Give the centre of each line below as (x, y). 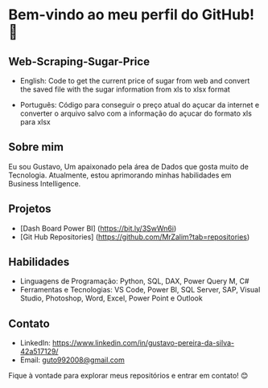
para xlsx (35, 122)
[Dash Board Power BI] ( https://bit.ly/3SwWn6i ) (98, 228)
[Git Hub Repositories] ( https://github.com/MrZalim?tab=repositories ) (135, 237)
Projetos (30, 209)
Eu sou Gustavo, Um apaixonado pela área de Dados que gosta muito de (129, 166)
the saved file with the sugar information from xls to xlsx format (125, 89)
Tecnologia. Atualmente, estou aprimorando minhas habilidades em (120, 175)
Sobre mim (36, 147)
